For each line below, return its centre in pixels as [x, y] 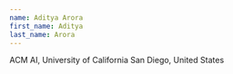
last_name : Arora [42, 34]
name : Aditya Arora [46, 18]
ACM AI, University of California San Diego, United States [117, 60]
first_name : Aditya [46, 26]
